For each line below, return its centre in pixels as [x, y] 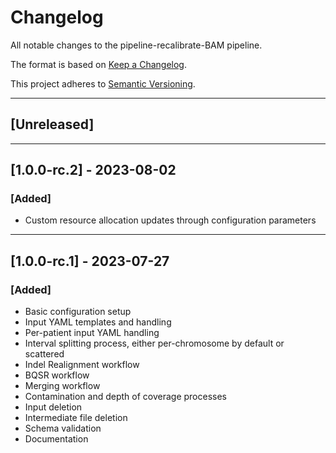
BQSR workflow [57, 375]
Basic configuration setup [78, 312]
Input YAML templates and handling [98, 322]
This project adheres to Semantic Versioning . [103, 83]
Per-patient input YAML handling [92, 333]
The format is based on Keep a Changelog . [98, 64]
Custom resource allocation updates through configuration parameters [170, 220]
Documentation [56, 439]
